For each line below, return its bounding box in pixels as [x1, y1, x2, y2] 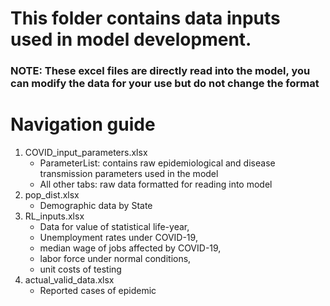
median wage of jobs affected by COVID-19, [39, 242, 222, 254]
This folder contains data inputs [10, 7, 281, 30]
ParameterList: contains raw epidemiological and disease [39, 157, 276, 169]
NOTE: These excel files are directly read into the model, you [10, 64, 311, 78]
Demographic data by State [39, 200, 153, 212]
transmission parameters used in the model [39, 168, 219, 180]
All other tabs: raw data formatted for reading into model [39, 178, 273, 191]
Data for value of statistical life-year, [39, 221, 190, 233]
